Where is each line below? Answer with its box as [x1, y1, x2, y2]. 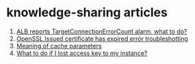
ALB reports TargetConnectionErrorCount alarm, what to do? [16, 27, 187, 35]
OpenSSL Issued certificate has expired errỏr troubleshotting [16, 34, 189, 42]
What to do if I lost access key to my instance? [16, 49, 148, 57]
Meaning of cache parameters [16, 42, 102, 50]
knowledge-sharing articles [6, 5, 168, 20]
